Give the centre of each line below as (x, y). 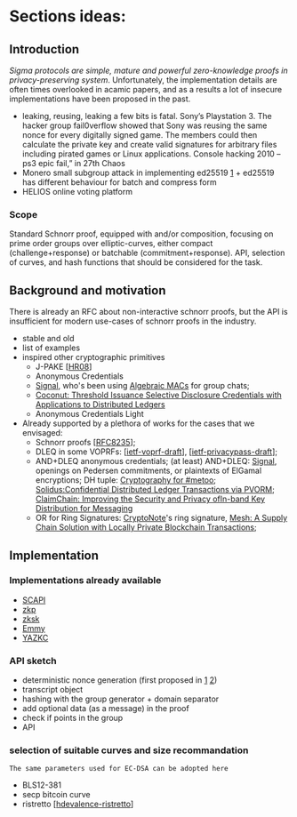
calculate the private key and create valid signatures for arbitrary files (149, 144)
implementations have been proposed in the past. (100, 99)
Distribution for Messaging (84, 509)
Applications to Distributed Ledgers (100, 404)
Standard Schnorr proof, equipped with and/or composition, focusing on (141, 234)
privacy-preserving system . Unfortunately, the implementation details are (143, 80)
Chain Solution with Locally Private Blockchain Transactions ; (146, 527)
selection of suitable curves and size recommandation (129, 750)
